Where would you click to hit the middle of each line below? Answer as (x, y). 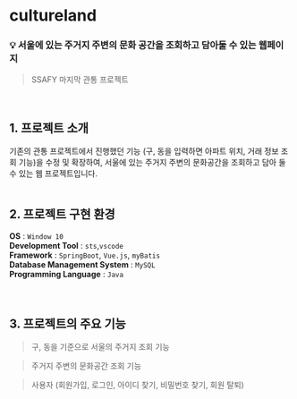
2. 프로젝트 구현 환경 (63, 214)
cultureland (53, 16)
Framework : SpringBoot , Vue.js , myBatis (85, 255)
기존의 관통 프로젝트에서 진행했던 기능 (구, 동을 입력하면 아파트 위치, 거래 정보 (144, 151)
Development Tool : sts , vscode (66, 246)
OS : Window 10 (37, 236)
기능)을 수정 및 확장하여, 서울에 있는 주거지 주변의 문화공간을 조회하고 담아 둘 (152, 163)
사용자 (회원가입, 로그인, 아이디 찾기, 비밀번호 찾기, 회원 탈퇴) (137, 385)
